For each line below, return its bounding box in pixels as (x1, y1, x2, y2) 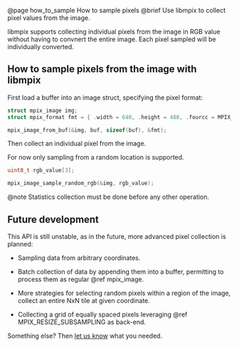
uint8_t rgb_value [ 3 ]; (7, 167, 75, 174)
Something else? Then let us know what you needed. (7, 331, 163, 340)
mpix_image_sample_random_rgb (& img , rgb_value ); (7, 180, 154, 187)
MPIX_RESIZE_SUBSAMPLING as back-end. (17, 318, 147, 326)
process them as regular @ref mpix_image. (17, 275, 144, 284)
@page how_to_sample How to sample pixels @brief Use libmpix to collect (7, 6, 226, 14)
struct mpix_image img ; (7, 107, 78, 114)
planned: (7, 240, 33, 248)
